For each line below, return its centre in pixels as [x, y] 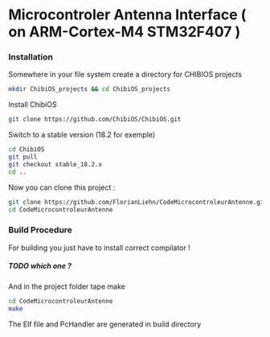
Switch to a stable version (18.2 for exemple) [82, 135]
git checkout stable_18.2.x [55, 164]
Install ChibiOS [33, 105]
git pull [23, 157]
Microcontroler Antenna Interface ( [127, 15]
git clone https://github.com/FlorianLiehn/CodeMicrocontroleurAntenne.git [138, 202]
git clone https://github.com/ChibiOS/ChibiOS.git [95, 119]
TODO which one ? [40, 266]
